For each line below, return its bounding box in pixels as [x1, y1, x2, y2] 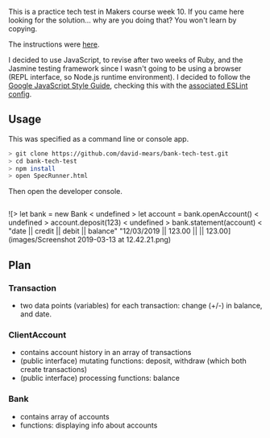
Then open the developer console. [8, 187, 123, 196]
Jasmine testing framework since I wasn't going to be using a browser [8, 64, 242, 73]
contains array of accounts [19, 411, 110, 421]
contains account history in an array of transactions [19, 348, 192, 357]
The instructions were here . [8, 39, 100, 49]
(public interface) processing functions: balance [19, 374, 180, 383]
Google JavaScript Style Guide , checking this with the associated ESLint [8, 81, 248, 90]
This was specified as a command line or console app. [8, 134, 189, 143]
